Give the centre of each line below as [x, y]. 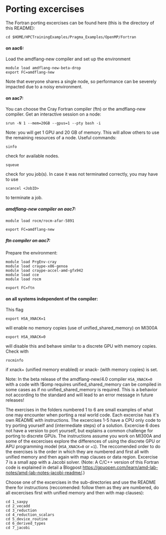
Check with [17, 351]
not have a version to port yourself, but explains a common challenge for [80, 431]
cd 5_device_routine [27, 519]
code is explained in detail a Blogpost [44, 467]
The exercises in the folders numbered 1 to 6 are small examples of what [79, 410]
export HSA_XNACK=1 [26, 319]
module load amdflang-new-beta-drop [43, 68]
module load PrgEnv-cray [31, 262]
